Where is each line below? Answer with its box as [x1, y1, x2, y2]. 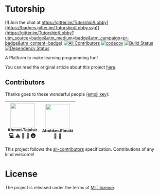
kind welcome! [5, 151, 35, 157]
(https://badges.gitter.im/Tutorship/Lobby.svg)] [5, 24, 100, 30]
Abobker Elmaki [42, 128, 73, 134]
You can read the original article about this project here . [5, 64, 117, 70]
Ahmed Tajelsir [7, 127, 37, 132]
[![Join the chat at [5, 19, 41, 25]
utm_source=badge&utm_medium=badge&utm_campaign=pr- [5, 35, 129, 41]
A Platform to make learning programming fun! [5, 54, 98, 60]
